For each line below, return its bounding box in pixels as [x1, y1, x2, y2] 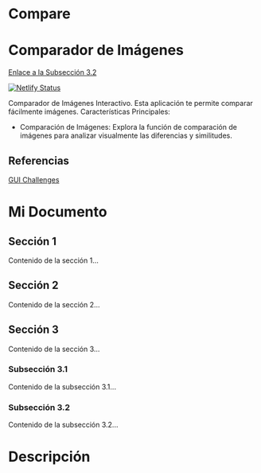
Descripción [8, 448, 91, 466]
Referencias [8, 154, 70, 167]
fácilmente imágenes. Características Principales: [8, 107, 171, 116]
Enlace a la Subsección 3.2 [8, 68, 97, 77]
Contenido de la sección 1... [8, 256, 99, 265]
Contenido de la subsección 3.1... [8, 381, 117, 391]
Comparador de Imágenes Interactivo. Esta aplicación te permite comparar [8, 99, 253, 108]
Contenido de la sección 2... [8, 299, 101, 309]
